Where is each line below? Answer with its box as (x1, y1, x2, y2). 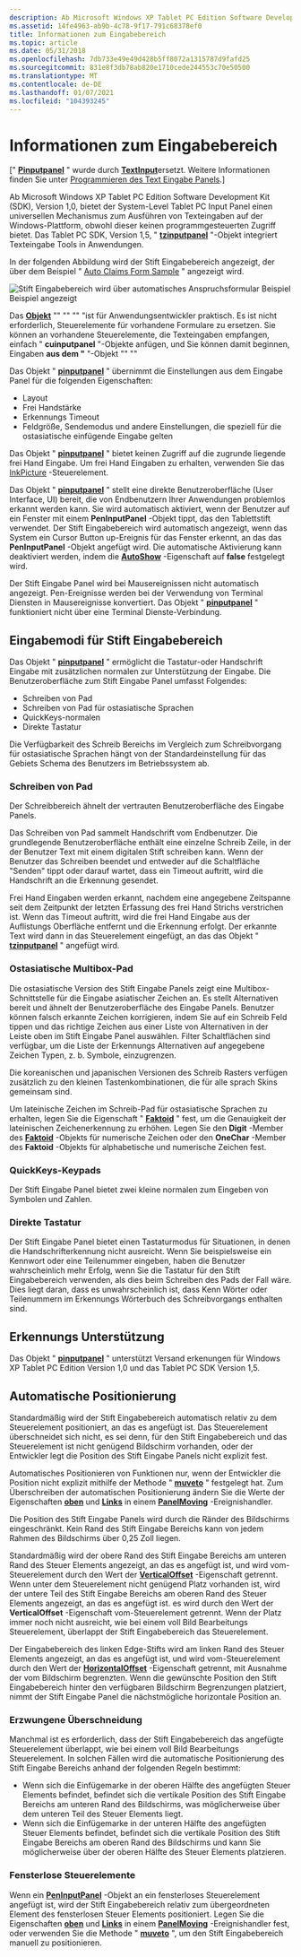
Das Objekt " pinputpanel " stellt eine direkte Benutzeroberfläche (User (9, 485, 273, 496)
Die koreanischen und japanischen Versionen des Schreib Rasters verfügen (9, 1067, 288, 1078)
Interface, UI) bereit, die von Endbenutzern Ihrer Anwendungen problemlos (9, 494, 286, 505)
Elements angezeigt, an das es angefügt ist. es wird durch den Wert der (9, 1598, 274, 1608)
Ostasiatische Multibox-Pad (9, 963, 133, 975)
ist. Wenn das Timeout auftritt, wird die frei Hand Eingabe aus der (9, 912, 251, 922)
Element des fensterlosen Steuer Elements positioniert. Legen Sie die (9, 1909, 264, 1919)
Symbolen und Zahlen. (9, 1194, 92, 1205)
